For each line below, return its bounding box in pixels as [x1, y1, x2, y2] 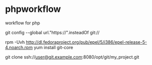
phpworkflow [5, 3, 61, 15]
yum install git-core [34, 44, 73, 50]
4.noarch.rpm [5, 44, 33, 50]
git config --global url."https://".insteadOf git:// [5, 29, 100, 35]
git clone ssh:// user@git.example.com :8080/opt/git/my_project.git [5, 54, 140, 60]
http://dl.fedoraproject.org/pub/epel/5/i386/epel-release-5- [26, 39, 147, 45]
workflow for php [5, 20, 40, 26]
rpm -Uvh [5, 39, 25, 45]
